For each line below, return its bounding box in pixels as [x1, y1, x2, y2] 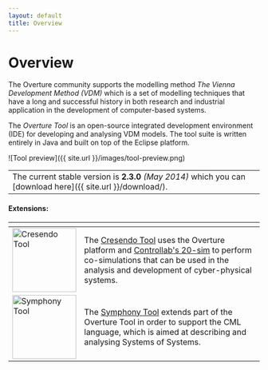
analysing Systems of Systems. [84, 336, 201, 348]
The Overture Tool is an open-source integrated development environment [8, 121, 254, 130]
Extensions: [8, 204, 49, 213]
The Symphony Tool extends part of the [84, 306, 233, 317]
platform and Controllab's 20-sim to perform [84, 245, 253, 256]
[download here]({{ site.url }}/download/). [12, 181, 168, 193]
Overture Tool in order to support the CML [84, 316, 242, 328]
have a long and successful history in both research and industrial [8, 97, 225, 106]
